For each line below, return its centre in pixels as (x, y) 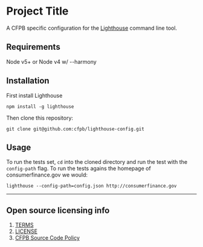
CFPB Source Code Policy (47, 238)
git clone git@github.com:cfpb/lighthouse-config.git (76, 129)
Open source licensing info (58, 210)
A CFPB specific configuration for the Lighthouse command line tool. (92, 28)
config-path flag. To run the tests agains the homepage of (79, 169)
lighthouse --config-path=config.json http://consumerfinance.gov (92, 186)
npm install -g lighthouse (40, 107)
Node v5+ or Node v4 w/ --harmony (51, 61)
